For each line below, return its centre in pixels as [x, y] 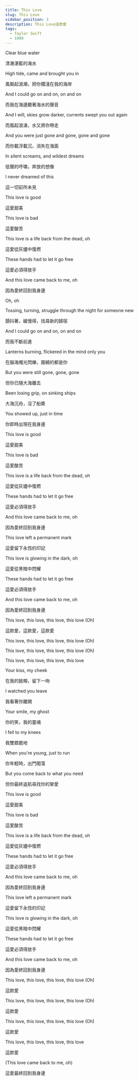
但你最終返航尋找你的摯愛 [32, 784]
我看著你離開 [19, 701]
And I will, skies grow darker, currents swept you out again [66, 114]
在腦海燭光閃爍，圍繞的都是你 [36, 362]
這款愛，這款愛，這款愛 [30, 630]
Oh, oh [12, 300]
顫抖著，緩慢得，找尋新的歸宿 [36, 321]
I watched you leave [26, 691]
